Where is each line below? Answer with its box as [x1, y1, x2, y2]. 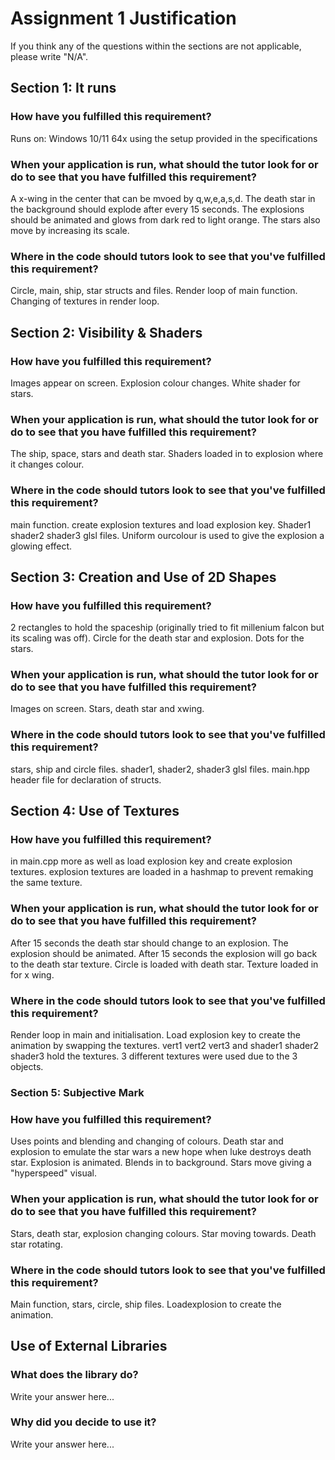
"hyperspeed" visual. [10, 1167, 97, 1179]
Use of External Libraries [10, 1338, 168, 1355]
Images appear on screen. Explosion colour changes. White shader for [10, 377, 301, 389]
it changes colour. [10, 458, 85, 471]
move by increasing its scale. [10, 224, 130, 236]
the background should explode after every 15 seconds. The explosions [10, 203, 305, 215]
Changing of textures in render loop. [10, 295, 160, 307]
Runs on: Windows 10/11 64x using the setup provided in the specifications [10, 132, 318, 144]
